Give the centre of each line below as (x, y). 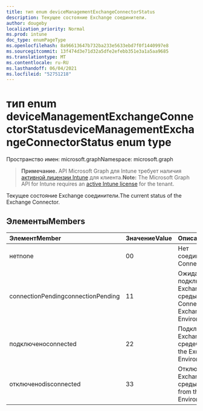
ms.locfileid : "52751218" (39, 74)
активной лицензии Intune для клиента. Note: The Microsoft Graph (105, 178)
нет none (22, 256)
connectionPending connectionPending (65, 296)
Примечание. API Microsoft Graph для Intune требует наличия (101, 171)
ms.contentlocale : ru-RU (37, 62)
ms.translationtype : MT (36, 57)
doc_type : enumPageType (36, 40)
